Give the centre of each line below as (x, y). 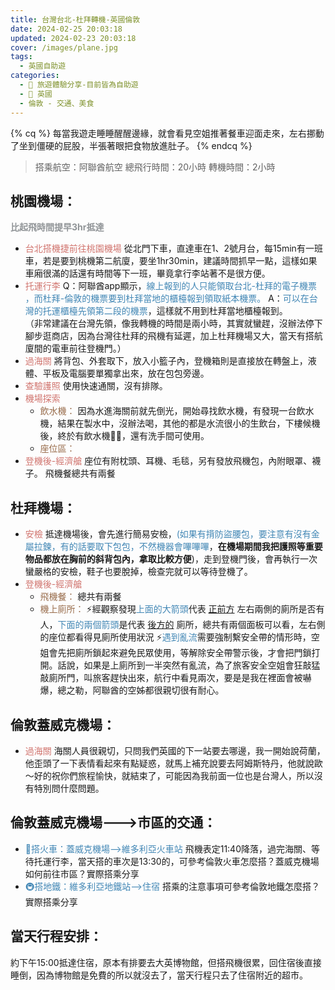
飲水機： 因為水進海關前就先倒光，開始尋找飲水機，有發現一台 (168, 411)
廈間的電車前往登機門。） (75, 348)
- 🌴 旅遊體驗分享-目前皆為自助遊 (79, 85)
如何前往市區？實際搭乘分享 (82, 873)
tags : (21, 57)
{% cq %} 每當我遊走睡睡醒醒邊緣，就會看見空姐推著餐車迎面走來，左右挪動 (167, 133)
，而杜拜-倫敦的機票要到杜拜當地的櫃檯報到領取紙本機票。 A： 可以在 (167, 298)
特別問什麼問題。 (69, 788)
